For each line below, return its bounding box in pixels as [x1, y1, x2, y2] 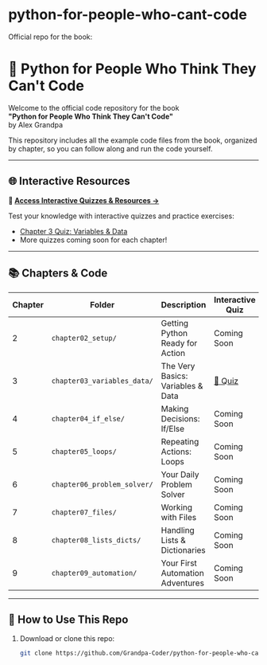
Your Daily [161, 468, 199, 479]
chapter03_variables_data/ [51, 376, 153, 385]
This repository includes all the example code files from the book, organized [8, 135, 257, 145]
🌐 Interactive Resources [8, 174, 131, 188]
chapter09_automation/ [51, 568, 137, 577]
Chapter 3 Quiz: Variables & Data [19, 226, 128, 236]
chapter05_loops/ [51, 447, 117, 456]
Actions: [161, 446, 192, 457]
